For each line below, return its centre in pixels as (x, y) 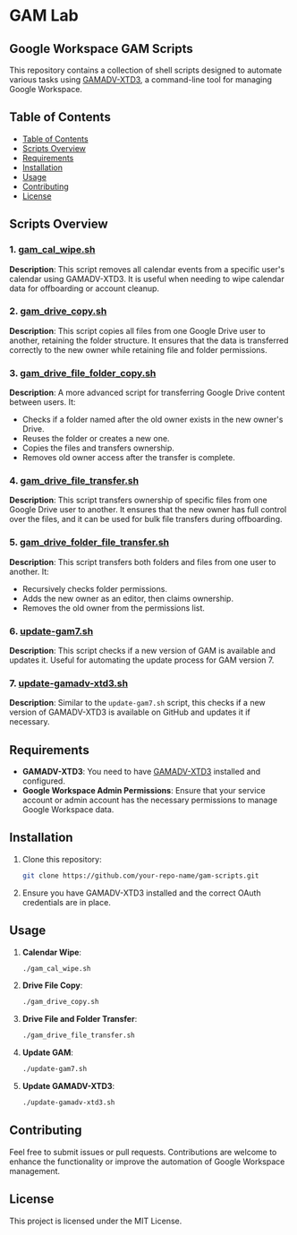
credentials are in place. (67, 902)
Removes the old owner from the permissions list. (114, 608)
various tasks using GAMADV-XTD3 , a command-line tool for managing (141, 80)
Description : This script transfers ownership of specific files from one (138, 500)
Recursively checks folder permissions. (95, 588)
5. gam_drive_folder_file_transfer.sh (89, 543)
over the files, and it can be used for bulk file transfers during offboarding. (146, 519)
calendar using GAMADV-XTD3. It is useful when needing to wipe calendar (147, 279)
